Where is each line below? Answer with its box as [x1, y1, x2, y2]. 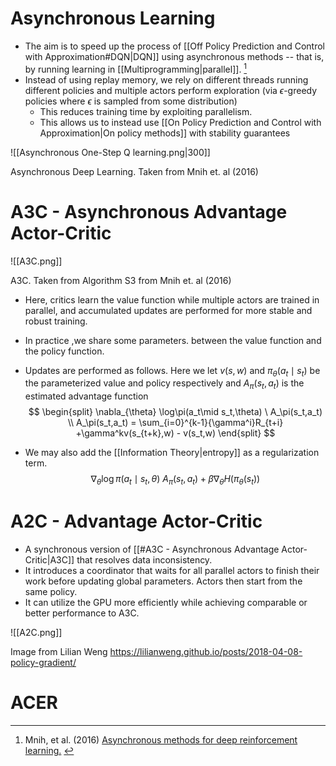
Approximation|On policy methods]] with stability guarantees [39, 127, 291, 139]
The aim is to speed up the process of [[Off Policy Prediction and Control [24, 40, 325, 52]
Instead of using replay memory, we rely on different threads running [24, 73, 309, 86]
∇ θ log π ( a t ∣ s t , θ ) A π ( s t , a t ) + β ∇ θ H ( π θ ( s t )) [90, 473, 261, 487]
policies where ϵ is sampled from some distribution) [24, 95, 238, 107]
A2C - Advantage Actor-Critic [10, 510, 263, 533]
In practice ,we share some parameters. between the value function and [24, 334, 322, 346]
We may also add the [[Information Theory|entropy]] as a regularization [24, 447, 320, 459]
